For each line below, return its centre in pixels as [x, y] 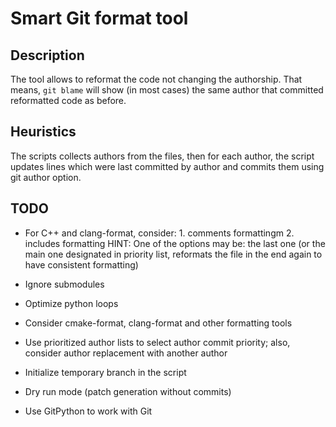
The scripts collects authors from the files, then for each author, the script [162, 156]
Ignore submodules [64, 284]
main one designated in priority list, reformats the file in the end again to [173, 254]
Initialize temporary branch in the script [105, 372]
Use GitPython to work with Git [88, 411]
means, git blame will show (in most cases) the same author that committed [167, 90]
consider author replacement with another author [126, 353]
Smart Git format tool [99, 18]
